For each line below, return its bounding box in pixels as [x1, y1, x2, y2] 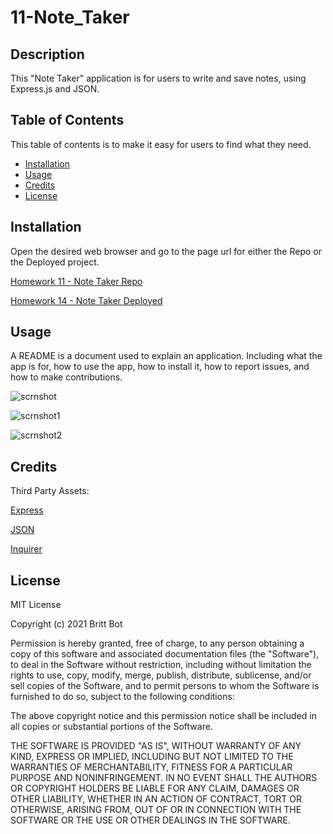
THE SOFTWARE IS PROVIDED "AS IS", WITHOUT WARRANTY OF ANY [10, 740, 302, 752]
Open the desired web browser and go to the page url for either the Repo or [10, 245, 322, 257]
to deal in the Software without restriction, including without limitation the [10, 659, 312, 671]
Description [10, 46, 85, 63]
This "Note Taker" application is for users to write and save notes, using [10, 72, 307, 84]
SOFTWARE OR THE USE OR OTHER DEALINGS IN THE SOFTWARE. [10, 814, 291, 826]
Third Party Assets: [10, 485, 90, 497]
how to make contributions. [10, 371, 123, 383]
